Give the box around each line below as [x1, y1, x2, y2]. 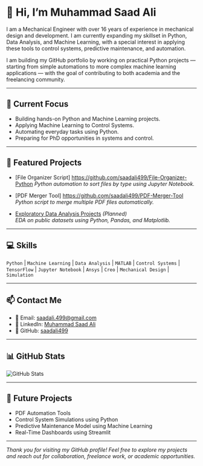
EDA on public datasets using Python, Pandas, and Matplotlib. [14, 216, 170, 223]
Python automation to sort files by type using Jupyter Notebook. [34, 180, 195, 187]
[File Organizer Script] [14, 174, 71, 181]
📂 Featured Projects [6, 157, 82, 168]
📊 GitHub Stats [6, 351, 65, 361]
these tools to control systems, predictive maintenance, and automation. [6, 45, 186, 52]
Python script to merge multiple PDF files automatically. [14, 198, 154, 205]
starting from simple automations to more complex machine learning [6, 63, 176, 70]
